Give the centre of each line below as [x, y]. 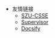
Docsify [31, 28]
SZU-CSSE [34, 16]
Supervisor [35, 22]
